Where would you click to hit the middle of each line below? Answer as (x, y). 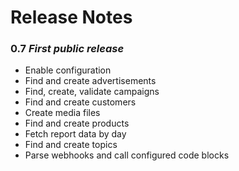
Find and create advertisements (90, 81)
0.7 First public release (67, 49)
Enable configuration (68, 70)
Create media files (62, 113)
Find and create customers (80, 102)
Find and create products (77, 123)
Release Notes (71, 17)
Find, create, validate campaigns (92, 92)
